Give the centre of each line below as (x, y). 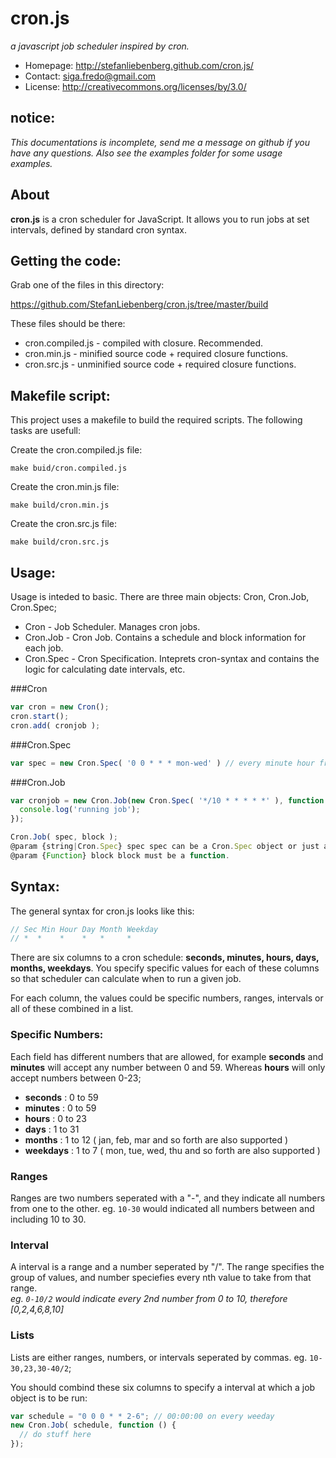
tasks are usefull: (46, 431)
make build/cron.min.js (60, 505)
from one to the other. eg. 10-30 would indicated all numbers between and (162, 1208)
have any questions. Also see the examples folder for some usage (146, 153)
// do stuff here (55, 1435)
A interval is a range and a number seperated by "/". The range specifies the (167, 1267)
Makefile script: (60, 395)
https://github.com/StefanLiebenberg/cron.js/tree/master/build (139, 304)
